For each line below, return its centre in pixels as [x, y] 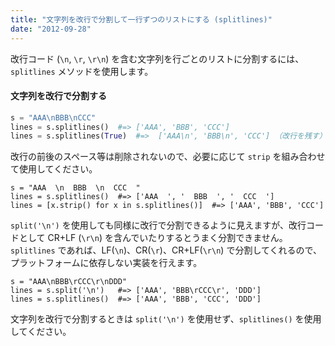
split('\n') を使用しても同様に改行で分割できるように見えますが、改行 [158, 225]
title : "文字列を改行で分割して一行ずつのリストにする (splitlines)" [141, 19]
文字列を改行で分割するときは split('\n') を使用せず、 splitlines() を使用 [166, 319]
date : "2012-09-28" [51, 29]
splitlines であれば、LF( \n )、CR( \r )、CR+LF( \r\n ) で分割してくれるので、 [166, 250]
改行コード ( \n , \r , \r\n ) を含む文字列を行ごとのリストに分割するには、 [157, 58]
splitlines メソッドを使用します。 [82, 71]
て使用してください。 [54, 169]
